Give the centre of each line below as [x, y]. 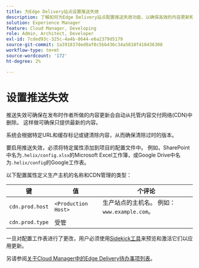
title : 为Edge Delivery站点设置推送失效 [53, 12]
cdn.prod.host [29, 207]
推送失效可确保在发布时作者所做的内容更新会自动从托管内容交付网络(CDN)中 [99, 115]
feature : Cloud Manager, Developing [51, 28]
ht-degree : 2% [24, 61]
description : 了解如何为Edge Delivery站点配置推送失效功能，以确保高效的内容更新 [98, 17]
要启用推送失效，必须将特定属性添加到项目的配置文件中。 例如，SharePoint [98, 148]
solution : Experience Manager [44, 23]
